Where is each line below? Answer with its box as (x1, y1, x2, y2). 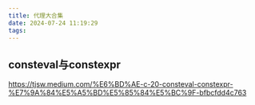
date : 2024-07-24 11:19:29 (8, 19, 98, 27)
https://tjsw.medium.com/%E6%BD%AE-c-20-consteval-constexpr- (8, 80, 233, 89)
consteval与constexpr (8, 57, 122, 72)
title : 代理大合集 (8, 11, 64, 20)
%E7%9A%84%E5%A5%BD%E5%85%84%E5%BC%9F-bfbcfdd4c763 (8, 88, 247, 98)
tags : (8, 26, 26, 34)
